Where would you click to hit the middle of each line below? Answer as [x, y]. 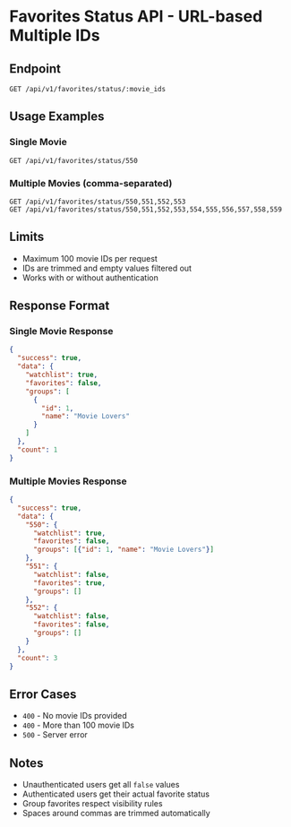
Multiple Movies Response [68, 481]
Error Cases [43, 694]
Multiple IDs [55, 35]
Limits [27, 237]
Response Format [60, 306]
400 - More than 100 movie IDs [78, 725]
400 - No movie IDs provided [74, 716]
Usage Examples [57, 117]
